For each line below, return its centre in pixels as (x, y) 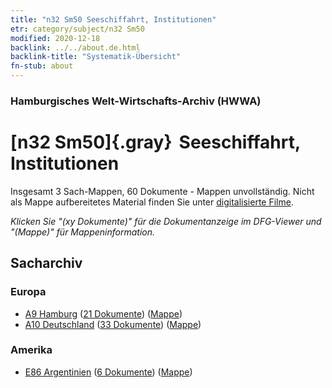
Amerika (31, 350)
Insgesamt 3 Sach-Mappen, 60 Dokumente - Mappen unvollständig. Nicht (162, 191)
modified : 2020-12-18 (55, 38)
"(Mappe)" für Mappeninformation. (83, 232)
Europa (28, 292)
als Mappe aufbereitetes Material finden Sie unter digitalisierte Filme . (152, 202)
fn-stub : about (42, 66)
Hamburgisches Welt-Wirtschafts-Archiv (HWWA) (136, 101)
